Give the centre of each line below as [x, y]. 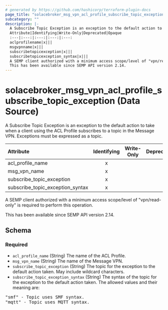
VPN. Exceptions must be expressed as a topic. [54, 136]
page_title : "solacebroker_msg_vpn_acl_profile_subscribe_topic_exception [85, 14]
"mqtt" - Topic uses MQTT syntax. [47, 302]
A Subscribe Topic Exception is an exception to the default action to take [80, 125]
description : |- [22, 24]
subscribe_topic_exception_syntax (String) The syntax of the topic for [84, 277]
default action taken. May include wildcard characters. [68, 271]
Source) [22, 112]
